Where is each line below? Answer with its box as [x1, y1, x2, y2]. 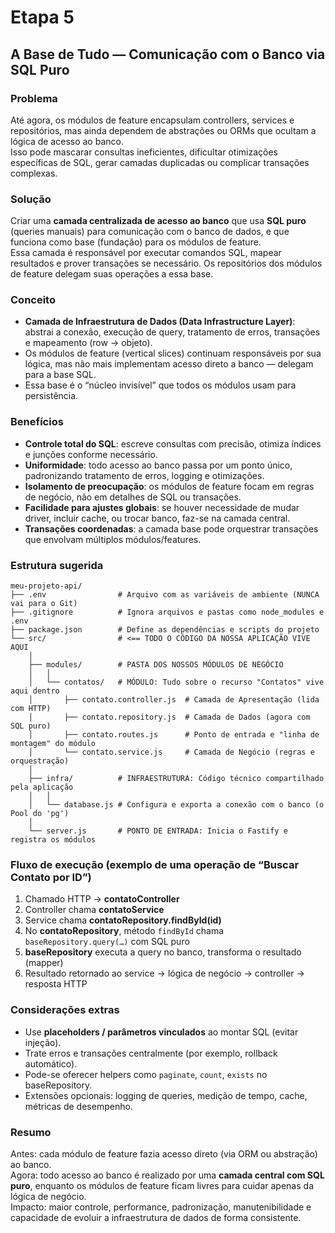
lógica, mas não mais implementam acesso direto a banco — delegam [24, 358, 314, 370]
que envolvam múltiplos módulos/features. [24, 533, 202, 545]
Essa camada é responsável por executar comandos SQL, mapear [10, 247, 282, 259]
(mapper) [24, 957, 64, 969]
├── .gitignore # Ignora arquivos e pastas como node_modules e [10, 607, 325, 618]
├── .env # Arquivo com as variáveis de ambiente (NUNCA [10, 590, 320, 600]
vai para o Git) [10, 599, 78, 609]
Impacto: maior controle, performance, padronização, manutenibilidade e [10, 1201, 312, 1213]
